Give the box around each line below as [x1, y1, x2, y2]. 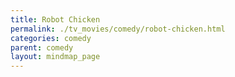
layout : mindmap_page [10, 52, 101, 62]
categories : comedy [10, 33, 92, 43]
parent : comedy [10, 42, 74, 53]
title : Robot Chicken [10, 14, 101, 25]
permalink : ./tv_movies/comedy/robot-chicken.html [10, 24, 226, 34]
